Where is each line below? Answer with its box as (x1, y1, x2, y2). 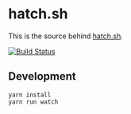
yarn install (8, 91, 52, 99)
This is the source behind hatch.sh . (8, 31, 123, 41)
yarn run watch (8, 97, 59, 106)
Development (8, 69, 77, 84)
